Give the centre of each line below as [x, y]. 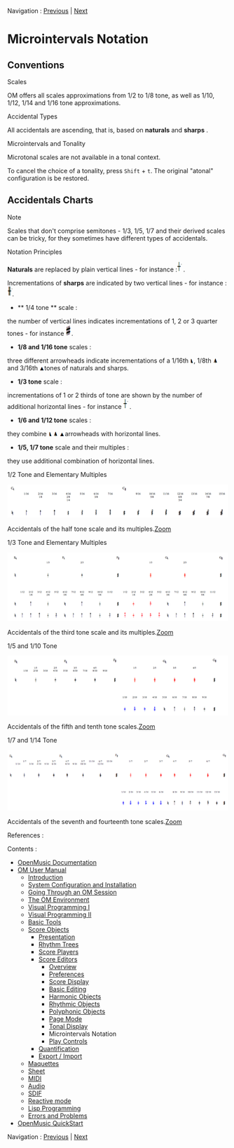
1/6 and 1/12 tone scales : [54, 420]
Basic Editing [68, 989]
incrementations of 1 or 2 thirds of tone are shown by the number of [105, 395]
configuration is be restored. [48, 178]
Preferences [67, 974]
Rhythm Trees [58, 944]
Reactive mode [49, 1101]
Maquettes [43, 1063]
